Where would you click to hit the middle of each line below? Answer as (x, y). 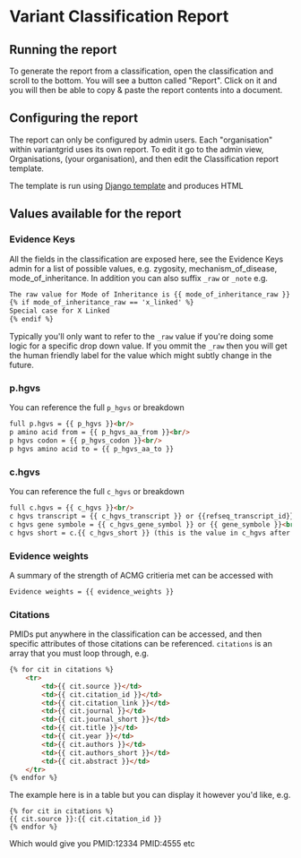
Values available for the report (95, 214)
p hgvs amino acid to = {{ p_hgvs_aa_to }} (92, 449)
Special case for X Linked (60, 311)
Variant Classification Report (119, 17)
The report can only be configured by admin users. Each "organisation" (141, 140)
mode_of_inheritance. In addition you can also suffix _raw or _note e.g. (139, 278)
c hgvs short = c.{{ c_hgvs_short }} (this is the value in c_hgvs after (150, 533)
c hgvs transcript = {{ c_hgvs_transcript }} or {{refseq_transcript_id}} (152, 516)
